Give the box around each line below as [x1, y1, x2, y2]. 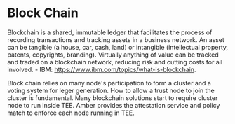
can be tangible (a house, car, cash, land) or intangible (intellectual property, [7, 43, 229, 51]
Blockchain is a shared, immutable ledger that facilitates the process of [7, 28, 213, 36]
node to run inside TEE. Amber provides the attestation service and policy [7, 101, 220, 109]
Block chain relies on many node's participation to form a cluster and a [7, 78, 212, 87]
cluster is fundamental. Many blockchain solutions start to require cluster [7, 93, 218, 102]
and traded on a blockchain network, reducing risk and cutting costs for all [7, 57, 223, 66]
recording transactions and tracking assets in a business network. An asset [7, 35, 224, 43]
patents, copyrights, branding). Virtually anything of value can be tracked [7, 50, 219, 59]
